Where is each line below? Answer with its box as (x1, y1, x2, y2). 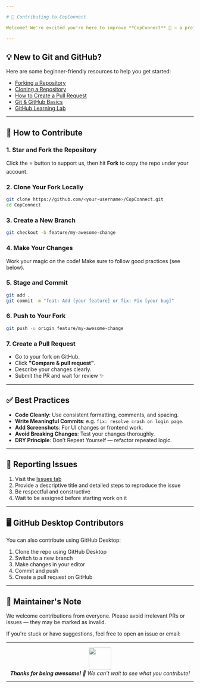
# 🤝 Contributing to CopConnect (6, 14, 86, 20)
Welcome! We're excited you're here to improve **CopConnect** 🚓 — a (6, 24, 183, 30)
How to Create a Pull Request (14, 92, 87, 99)
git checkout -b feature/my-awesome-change (6, 230, 116, 236)
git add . (6, 292, 31, 298)
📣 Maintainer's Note (6, 596, 82, 606)
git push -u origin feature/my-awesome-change (6, 325, 124, 331)
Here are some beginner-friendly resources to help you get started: (6, 68, 171, 75)
